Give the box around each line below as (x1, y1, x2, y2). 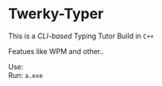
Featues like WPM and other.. (8, 46, 105, 56)
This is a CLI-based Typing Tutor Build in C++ (8, 31, 154, 41)
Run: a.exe (8, 70, 44, 80)
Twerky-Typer (8, 5, 104, 23)
